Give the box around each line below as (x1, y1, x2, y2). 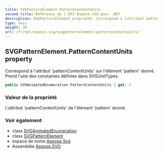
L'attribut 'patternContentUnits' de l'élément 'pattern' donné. (5, 105, 126, 110)
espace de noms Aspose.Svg (12, 139, 71, 144)
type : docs (5, 20, 27, 26)
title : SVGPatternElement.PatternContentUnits (5, 7, 101, 12)
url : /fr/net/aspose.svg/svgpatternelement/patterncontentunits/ (5, 30, 140, 34)
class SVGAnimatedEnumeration (12, 128, 77, 134)
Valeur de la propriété (5, 94, 57, 101)
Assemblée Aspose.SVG (12, 143, 61, 149)
